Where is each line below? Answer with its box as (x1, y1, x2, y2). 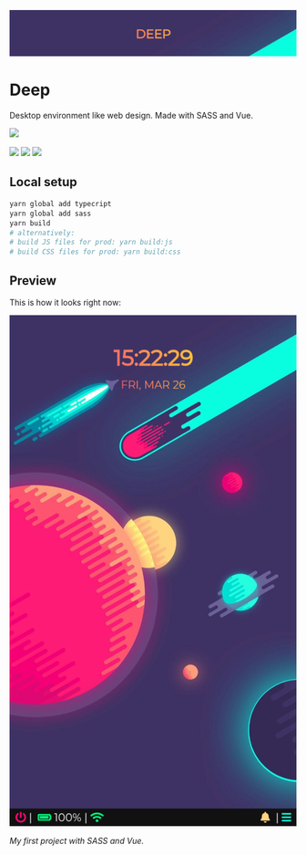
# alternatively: (9, 228, 76, 237)
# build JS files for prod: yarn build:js (9, 238, 173, 247)
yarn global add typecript (9, 199, 112, 208)
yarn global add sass (9, 209, 92, 218)
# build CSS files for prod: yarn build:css (9, 247, 181, 256)
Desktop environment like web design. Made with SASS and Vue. (9, 110, 253, 121)
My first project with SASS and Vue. (9, 836, 144, 847)
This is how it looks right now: (9, 297, 121, 308)
